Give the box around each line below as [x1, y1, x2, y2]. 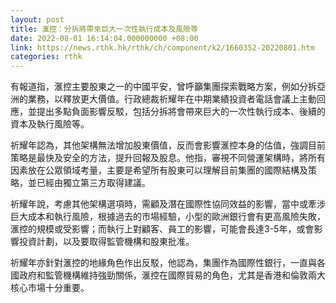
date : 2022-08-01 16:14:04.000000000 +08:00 [10, 33, 199, 43]
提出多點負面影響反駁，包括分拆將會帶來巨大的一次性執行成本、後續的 [36, 106, 326, 118]
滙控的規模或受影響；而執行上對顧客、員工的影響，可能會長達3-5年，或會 [10, 223, 315, 235]
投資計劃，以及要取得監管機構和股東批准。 [18, 236, 195, 248]
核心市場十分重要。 [10, 282, 90, 294]
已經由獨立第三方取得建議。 [36, 177, 151, 189]
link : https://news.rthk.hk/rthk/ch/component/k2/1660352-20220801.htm [10, 42, 315, 53]
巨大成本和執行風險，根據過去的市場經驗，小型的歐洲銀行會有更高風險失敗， [10, 211, 326, 223]
